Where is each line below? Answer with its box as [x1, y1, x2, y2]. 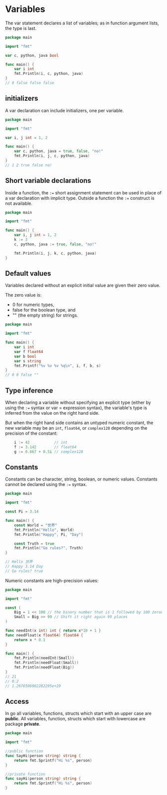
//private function [5, 772, 46, 777]
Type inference [5, 386, 53, 395]
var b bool [14, 354, 37, 359]
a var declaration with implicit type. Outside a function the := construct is [5, 195, 155, 201]
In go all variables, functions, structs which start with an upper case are [5, 710, 152, 716]
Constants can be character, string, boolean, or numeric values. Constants [5, 476, 158, 482]
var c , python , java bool [5, 53, 59, 58]
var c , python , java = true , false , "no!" [14, 149, 103, 154]
